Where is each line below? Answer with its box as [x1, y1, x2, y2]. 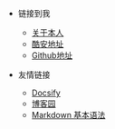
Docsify [31, 87, 61, 98]
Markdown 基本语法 [31, 110, 106, 120]
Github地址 [31, 50, 73, 61]
